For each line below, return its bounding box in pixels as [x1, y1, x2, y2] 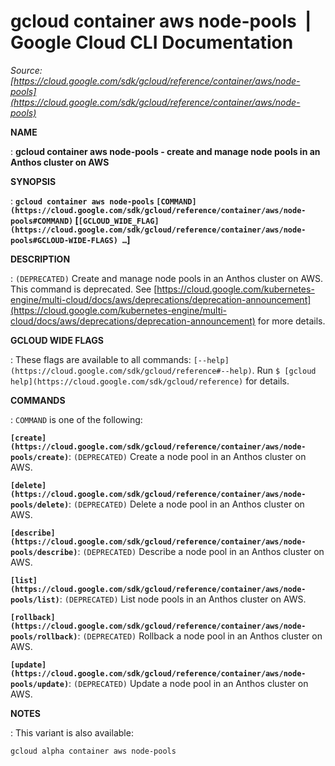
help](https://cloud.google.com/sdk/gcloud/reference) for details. [10, 375, 290, 387]
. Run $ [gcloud [251, 364, 317, 376]
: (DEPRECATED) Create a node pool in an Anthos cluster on [68, 450, 307, 462]
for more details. [257, 315, 326, 327]
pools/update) [10, 679, 70, 689]
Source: [10, 64, 43, 76]
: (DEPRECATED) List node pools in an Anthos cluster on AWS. [59, 593, 307, 605]
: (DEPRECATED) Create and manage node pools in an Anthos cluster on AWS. [10, 272, 324, 284]
